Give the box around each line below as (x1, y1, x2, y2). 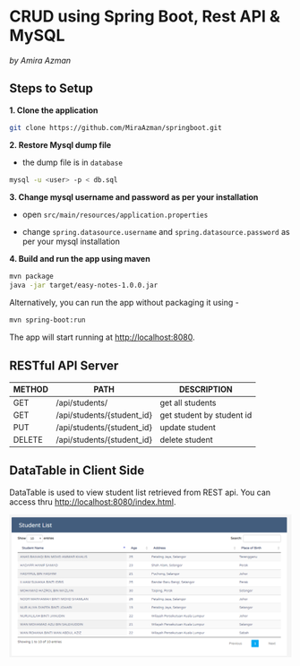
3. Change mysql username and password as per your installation (9, 191, 259, 203)
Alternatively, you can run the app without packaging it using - (9, 298, 239, 308)
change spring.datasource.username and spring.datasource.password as (21, 226, 290, 237)
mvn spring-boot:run (9, 316, 87, 324)
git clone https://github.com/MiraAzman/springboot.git (9, 123, 222, 132)
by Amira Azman (9, 55, 72, 65)
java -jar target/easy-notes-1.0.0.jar (9, 281, 159, 290)
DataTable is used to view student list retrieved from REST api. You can (9, 487, 271, 497)
